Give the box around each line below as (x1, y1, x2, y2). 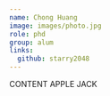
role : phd (9, 29, 47, 38)
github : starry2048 (17, 54, 90, 63)
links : (9, 46, 34, 55)
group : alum (9, 37, 54, 47)
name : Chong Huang (9, 12, 78, 22)
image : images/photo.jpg (9, 21, 102, 30)
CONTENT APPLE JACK (9, 79, 97, 89)
